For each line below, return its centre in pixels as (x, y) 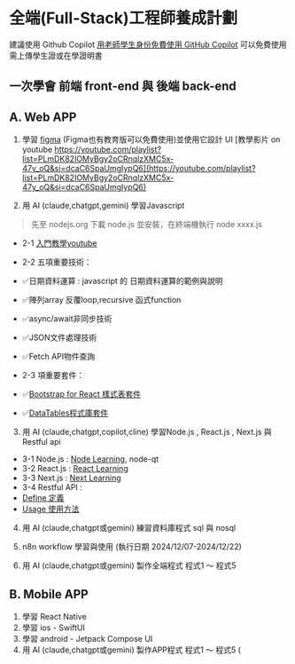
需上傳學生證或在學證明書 (56, 55)
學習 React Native (54, 616)
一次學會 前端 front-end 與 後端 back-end (123, 87)
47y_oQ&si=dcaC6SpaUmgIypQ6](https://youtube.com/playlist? (139, 169)
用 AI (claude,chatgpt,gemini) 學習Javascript (103, 206)
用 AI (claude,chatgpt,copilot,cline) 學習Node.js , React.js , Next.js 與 (147, 432)
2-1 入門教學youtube (59, 243)
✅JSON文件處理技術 (59, 337)
